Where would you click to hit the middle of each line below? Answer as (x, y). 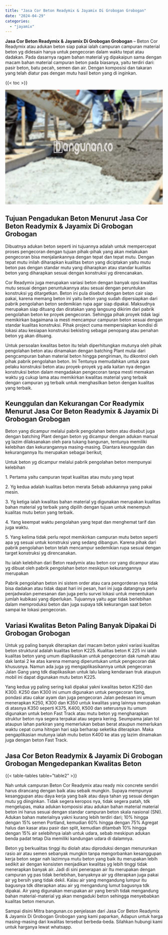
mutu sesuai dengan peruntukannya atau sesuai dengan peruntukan (75, 288)
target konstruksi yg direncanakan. (41, 553)
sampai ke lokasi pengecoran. (36, 610)
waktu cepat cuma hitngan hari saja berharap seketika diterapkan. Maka (79, 729)
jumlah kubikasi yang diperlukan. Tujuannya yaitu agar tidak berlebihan (78, 599)
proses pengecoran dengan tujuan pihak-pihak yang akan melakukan (76, 251)
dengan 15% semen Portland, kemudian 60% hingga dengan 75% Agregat (82, 822)
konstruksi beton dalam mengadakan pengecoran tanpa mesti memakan (79, 372)
